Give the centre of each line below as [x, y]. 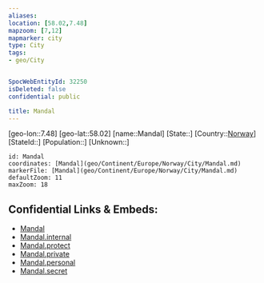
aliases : [23, 16]
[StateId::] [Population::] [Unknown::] [69, 142]
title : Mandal [32, 111]
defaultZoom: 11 [35, 178]
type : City [26, 46]
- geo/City [26, 61]
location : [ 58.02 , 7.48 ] [48, 23]
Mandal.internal [46, 237]
